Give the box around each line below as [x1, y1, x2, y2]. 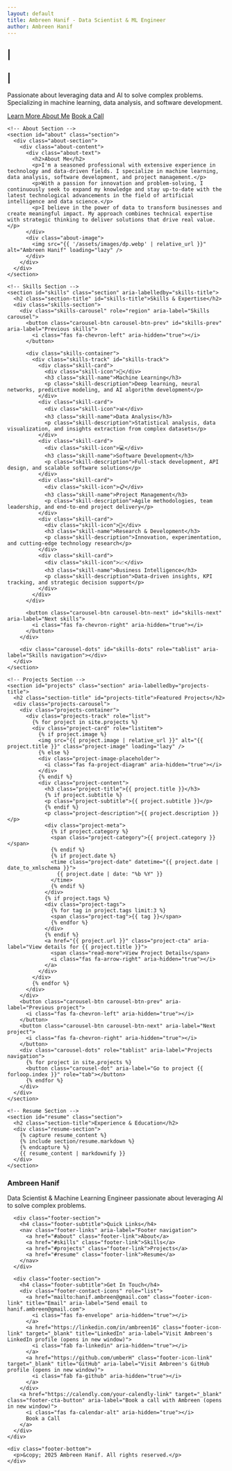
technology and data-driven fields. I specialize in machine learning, [7, 167, 219, 174]
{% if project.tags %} [44, 895, 110, 902]
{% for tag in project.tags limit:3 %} [51, 907, 167, 914]
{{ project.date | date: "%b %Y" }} [56, 871, 163, 877]
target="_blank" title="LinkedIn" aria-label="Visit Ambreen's [25, 1330, 213, 1337]
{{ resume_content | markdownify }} [19, 1150, 126, 1157]
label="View [7, 943, 42, 950]
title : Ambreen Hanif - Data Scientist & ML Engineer [7, 17, 167, 24]
